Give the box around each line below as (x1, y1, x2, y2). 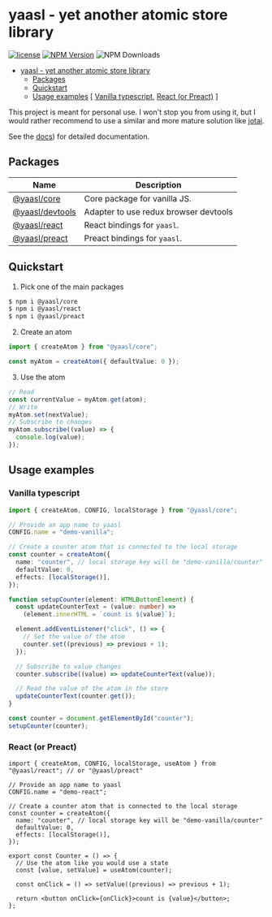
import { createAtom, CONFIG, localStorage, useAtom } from (8, 759, 217, 768)
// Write (8, 403, 38, 411)
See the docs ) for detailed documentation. (8, 132, 150, 141)
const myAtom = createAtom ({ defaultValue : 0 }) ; (8, 357, 180, 366)
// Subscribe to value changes (15, 662, 122, 671)
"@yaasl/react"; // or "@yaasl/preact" (8, 767, 144, 775)
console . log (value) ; (15, 433, 85, 442)
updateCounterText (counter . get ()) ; (15, 692, 136, 700)
